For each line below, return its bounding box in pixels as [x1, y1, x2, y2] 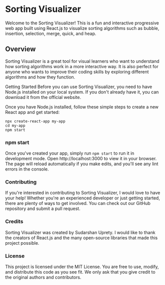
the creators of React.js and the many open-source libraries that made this [5, 235, 158, 241]
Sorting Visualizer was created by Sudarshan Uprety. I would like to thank [5, 229, 156, 235]
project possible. [5, 240, 40, 246]
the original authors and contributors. [5, 274, 82, 280]
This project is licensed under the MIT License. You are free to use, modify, [5, 264, 159, 270]
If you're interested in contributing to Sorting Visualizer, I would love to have [5, 190, 161, 196]
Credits [5, 218, 23, 225]
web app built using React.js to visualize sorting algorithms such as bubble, [5, 25, 160, 31]
